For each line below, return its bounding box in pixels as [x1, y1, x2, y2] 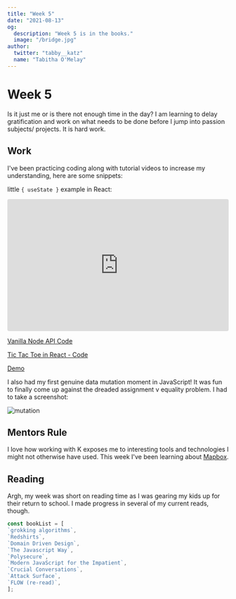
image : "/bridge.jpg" [13, 37, 77, 44]
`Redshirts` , [7, 533, 46, 541]
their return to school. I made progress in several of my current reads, [7, 499, 209, 507]
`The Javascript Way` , [7, 546, 74, 553]
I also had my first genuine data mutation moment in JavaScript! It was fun [7, 377, 223, 386]
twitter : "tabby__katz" [13, 50, 83, 57]
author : [7, 43, 30, 50]
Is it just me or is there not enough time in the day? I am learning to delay [7, 110, 218, 118]
